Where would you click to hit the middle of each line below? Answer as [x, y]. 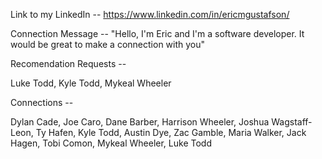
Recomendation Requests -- [68, 63]
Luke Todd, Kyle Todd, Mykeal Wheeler [91, 83]
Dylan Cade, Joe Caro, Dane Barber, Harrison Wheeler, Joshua [140, 122]
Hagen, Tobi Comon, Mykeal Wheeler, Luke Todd [111, 143]
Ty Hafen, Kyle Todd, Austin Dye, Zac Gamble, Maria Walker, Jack [171, 132]
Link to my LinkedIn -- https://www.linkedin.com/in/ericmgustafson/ [150, 14]
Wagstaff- [292, 122]
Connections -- [42, 102]
